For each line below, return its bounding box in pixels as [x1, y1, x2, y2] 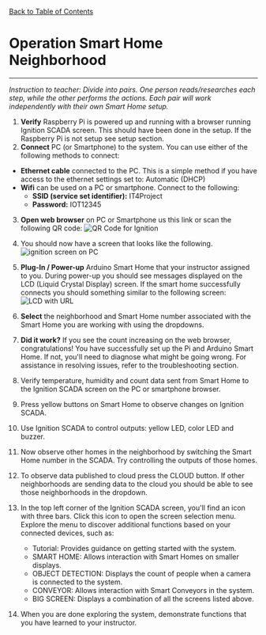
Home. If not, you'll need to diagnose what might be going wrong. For [20, 352, 247, 361]
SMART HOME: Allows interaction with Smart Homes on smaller [32, 552, 239, 561]
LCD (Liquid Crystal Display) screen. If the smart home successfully [20, 279, 242, 288]
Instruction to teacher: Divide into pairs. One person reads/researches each [9, 85, 256, 94]
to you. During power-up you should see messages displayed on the [20, 271, 243, 280]
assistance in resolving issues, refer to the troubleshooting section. [20, 360, 239, 370]
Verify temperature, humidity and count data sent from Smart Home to [20, 375, 249, 385]
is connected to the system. [32, 577, 123, 587]
